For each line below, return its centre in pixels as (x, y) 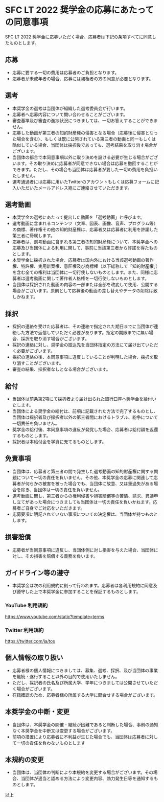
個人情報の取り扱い (34, 658)
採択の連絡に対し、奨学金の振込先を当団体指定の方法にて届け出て (79, 345)
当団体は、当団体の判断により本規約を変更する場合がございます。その (83, 772)
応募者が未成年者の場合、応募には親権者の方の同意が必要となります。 (82, 78)
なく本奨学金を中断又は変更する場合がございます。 (63, 731)
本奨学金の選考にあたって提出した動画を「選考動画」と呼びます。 (78, 217)
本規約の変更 (24, 760)
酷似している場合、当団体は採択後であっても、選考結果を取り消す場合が (85, 145)
